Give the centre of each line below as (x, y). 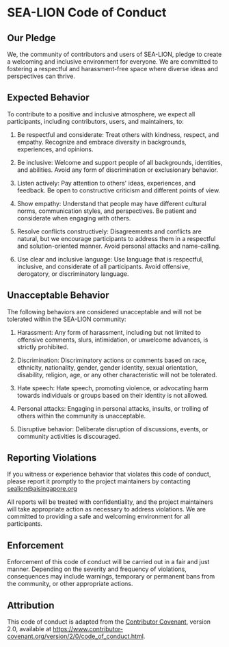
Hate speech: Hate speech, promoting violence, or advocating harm (112, 388)
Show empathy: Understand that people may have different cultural (112, 203)
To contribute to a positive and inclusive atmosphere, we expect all (101, 114)
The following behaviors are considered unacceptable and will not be (104, 312)
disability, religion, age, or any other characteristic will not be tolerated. (117, 375)
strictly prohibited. (43, 346)
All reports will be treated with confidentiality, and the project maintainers (110, 502)
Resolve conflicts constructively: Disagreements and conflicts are (109, 231)
